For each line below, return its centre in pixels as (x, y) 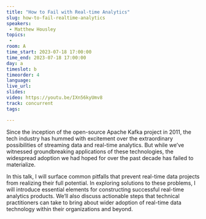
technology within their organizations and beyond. (70, 209)
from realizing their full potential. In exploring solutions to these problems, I (101, 183)
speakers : (19, 23)
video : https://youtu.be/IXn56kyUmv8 (55, 98)
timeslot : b (21, 69)
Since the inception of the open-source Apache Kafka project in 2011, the (99, 132)
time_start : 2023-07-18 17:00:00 (49, 52)
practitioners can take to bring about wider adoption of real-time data (94, 202)
